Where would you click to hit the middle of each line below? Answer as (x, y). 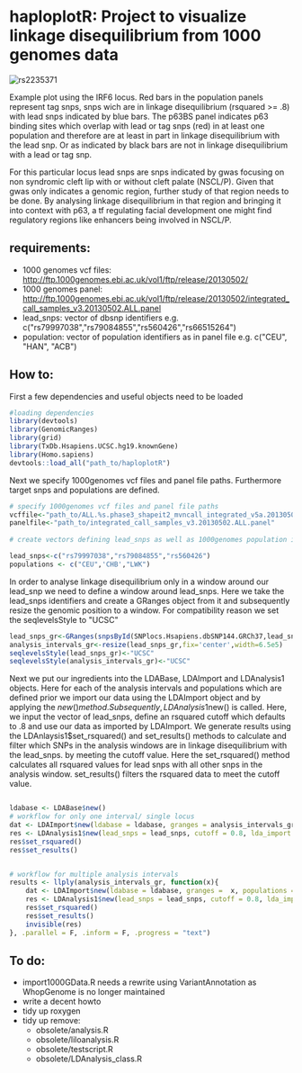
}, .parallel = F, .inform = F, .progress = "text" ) (110, 933)
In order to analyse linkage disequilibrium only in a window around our (139, 582)
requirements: (50, 248)
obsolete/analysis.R (72, 1030)
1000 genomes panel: (62, 289)
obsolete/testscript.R (75, 1050)
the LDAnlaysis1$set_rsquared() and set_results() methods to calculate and (148, 736)
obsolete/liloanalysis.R (77, 1040)
